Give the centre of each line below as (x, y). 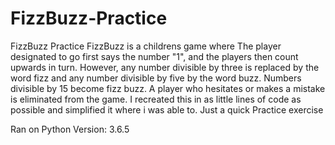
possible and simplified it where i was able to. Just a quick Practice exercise (167, 109)
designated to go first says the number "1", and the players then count (154, 56)
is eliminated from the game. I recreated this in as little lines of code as (156, 99)
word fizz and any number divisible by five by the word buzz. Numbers (156, 78)
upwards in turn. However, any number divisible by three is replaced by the (165, 67)
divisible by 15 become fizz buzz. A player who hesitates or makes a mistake (168, 88)
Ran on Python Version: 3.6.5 (70, 129)
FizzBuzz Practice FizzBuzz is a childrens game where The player (146, 46)
